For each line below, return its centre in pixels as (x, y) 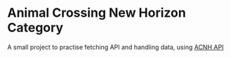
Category (35, 28)
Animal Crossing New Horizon (97, 13)
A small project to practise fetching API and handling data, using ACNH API (115, 47)
